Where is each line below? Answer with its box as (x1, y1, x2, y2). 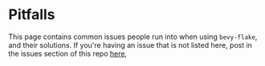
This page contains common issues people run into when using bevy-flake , (8, 32, 258, 41)
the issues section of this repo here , (8, 49, 127, 58)
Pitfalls (8, 6, 55, 24)
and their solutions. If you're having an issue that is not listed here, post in (8, 40, 253, 49)
